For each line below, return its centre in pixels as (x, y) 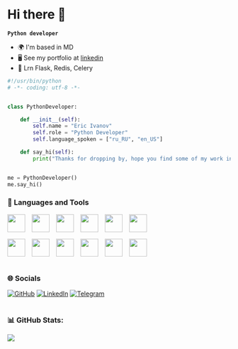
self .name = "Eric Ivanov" (73, 126)
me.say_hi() (25, 184)
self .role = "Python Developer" (81, 133)
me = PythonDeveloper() (42, 178)
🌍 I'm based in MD (45, 47)
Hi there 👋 (36, 15)
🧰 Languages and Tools (48, 203)
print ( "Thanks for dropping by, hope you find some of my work (128, 159)
